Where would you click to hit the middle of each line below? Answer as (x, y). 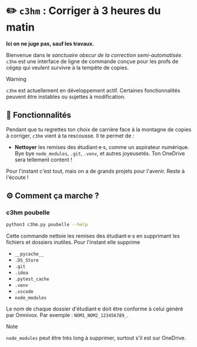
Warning (16, 79)
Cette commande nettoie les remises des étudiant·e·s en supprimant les (93, 236)
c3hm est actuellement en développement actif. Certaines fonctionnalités (93, 90)
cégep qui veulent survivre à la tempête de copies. (68, 67)
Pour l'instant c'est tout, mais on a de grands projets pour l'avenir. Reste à (96, 171)
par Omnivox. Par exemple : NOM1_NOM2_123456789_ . (67, 315)
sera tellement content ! (43, 160)
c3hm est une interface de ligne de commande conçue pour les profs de (92, 61)
